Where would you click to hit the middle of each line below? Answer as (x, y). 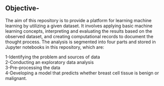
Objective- (22, 8)
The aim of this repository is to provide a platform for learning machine (78, 20)
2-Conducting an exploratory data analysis (50, 62)
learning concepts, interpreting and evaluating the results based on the (79, 31)
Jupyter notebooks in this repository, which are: (55, 47)
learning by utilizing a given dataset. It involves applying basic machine (79, 26)
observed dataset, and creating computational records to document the (79, 36)
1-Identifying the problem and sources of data (53, 57)
